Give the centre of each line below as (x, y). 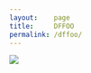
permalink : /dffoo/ (46, 34)
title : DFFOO (42, 26)
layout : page (40, 18)
